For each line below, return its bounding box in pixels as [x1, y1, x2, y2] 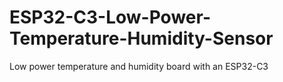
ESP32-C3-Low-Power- [9, 6, 211, 29]
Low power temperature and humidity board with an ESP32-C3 [9, 60, 269, 72]
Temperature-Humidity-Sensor [9, 27, 274, 50]
